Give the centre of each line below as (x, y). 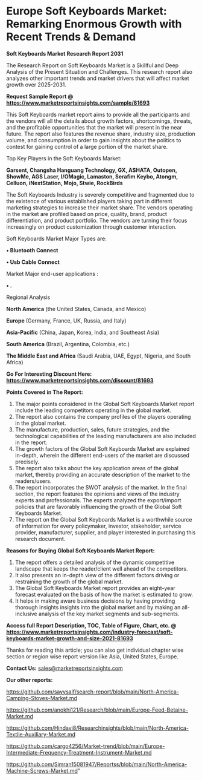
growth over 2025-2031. (36, 84)
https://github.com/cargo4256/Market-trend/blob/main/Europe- (86, 746)
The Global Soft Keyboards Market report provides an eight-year (95, 588)
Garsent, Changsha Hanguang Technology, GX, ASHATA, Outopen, (92, 170)
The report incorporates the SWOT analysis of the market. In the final (101, 487)
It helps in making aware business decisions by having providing (95, 601)
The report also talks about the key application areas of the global (97, 468)
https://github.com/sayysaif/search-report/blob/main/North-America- (93, 692)
